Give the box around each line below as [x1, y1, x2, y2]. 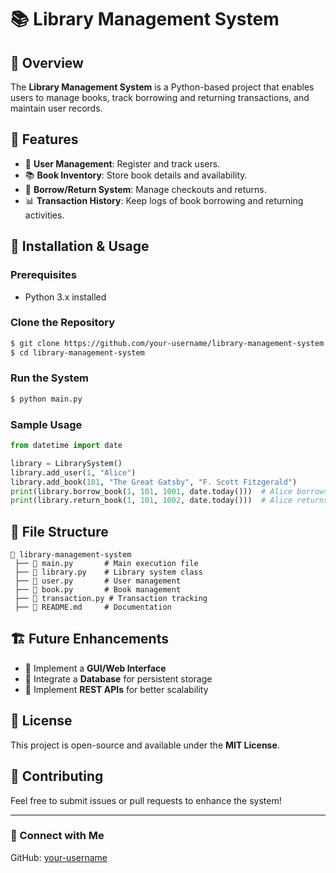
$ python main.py [10, 394, 83, 404]
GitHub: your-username [10, 851, 108, 863]
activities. [24, 209, 65, 221]
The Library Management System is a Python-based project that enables [10, 81, 315, 93]
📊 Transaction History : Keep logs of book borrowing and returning [24, 194, 304, 206]
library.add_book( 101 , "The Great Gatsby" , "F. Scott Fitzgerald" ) [10, 477, 298, 487]
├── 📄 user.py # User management [14, 576, 182, 586]
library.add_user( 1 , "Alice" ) [10, 467, 137, 478]
